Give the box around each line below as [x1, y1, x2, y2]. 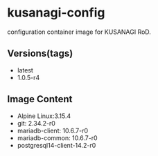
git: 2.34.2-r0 [17, 119, 55, 127]
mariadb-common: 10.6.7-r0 [17, 133, 98, 142]
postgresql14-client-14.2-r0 [17, 141, 96, 149]
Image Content [7, 93, 73, 105]
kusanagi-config [7, 5, 105, 21]
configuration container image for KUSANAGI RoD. [7, 28, 151, 36]
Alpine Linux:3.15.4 [17, 112, 71, 120]
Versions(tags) [7, 48, 73, 59]
